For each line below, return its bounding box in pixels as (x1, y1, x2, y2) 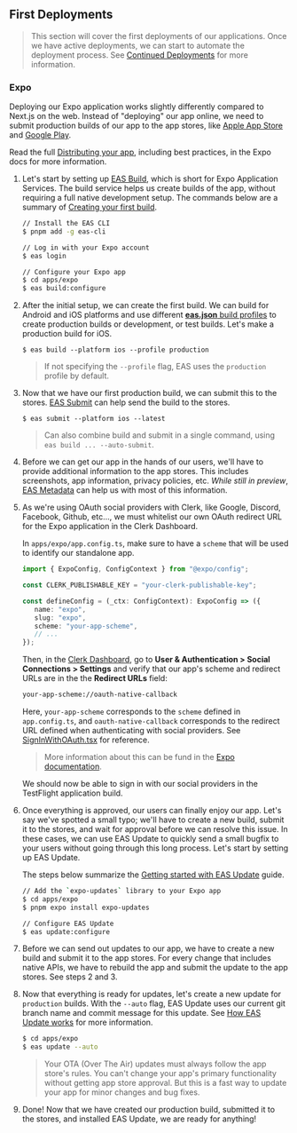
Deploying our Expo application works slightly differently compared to (9, 101, 264, 112)
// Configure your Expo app (21, 267, 126, 276)
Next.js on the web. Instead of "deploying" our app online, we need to (9, 111, 264, 122)
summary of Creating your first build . (21, 202, 158, 212)
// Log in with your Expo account (21, 243, 150, 252)
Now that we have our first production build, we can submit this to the (21, 388, 277, 399)
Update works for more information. (21, 1017, 153, 1028)
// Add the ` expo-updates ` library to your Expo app (21, 887, 222, 896)
